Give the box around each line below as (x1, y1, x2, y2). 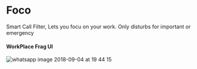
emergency (6, 29, 35, 36)
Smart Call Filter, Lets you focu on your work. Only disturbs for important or (6, 23, 191, 30)
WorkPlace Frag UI (6, 42, 54, 50)
